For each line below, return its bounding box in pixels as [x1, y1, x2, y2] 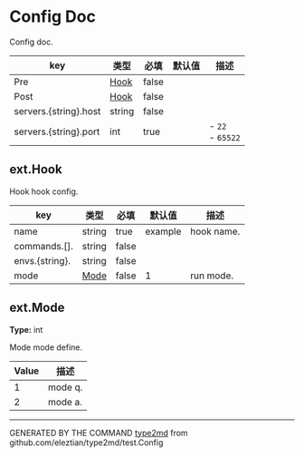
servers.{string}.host [14, 104, 101, 117]
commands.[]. [14, 239, 74, 252]
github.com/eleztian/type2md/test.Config [9, 437, 164, 448]
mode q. [48, 381, 83, 394]
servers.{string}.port [14, 125, 100, 138]
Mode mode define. [9, 342, 83, 353]
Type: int [9, 324, 43, 335]
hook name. [189, 225, 241, 238]
